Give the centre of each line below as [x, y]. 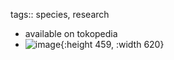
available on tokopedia [71, 33]
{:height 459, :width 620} [112, 44]
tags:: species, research [60, 14]
